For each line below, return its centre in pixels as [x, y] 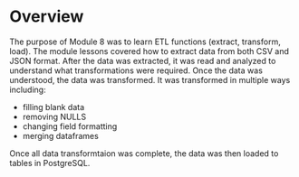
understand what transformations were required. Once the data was [136, 70]
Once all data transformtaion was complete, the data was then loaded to [144, 153]
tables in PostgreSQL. [50, 163]
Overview [47, 17]
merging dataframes [61, 135]
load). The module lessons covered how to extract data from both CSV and [149, 51]
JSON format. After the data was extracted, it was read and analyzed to [143, 61]
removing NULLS [54, 116]
